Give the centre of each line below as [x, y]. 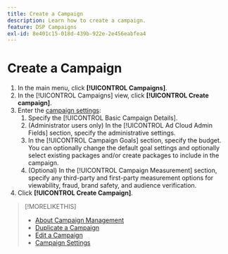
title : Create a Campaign [45, 14]
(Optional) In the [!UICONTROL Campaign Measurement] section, [122, 171]
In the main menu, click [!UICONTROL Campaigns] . [92, 88]
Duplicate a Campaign [67, 228]
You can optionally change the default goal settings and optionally [124, 148]
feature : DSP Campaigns [42, 27]
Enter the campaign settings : [59, 111]
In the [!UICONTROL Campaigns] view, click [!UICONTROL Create [113, 95]
